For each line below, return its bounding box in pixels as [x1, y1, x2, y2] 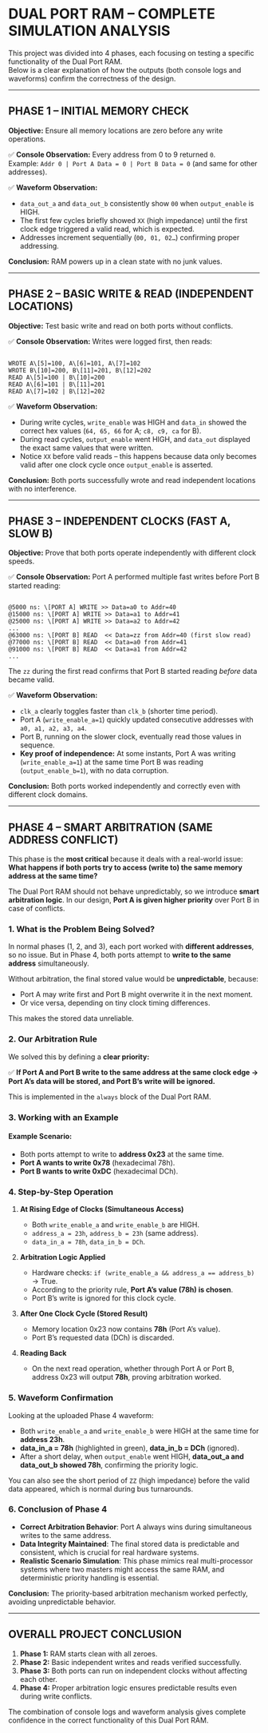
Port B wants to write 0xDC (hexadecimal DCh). [19, 1166, 179, 1176]
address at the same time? [8, 871, 98, 881]
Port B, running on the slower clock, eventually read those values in [19, 732, 242, 742]
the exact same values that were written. [19, 443, 154, 452]
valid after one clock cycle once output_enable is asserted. [19, 460, 214, 469]
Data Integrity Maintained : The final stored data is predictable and [19, 1539, 239, 1548]
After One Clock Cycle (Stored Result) [19, 1309, 148, 1319]
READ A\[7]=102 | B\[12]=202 [8, 387, 105, 396]
